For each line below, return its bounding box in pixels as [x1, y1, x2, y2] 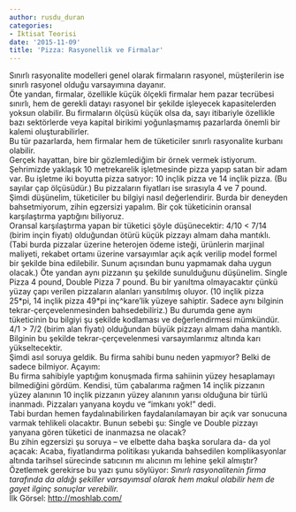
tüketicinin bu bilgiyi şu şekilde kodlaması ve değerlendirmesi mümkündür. [9, 315, 280, 325]
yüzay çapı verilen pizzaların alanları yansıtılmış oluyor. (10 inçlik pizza [9, 287, 264, 297]
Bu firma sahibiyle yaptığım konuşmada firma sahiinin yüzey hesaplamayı [9, 371, 276, 381]
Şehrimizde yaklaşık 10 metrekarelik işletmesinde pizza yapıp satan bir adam [9, 164, 288, 175]
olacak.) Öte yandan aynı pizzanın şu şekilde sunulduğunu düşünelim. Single [9, 267, 288, 279]
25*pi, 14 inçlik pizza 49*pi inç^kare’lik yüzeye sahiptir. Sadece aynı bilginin [9, 295, 285, 306]
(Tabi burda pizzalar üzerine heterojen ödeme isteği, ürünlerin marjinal [9, 240, 265, 250]
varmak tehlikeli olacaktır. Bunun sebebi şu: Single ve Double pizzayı [9, 417, 259, 429]
